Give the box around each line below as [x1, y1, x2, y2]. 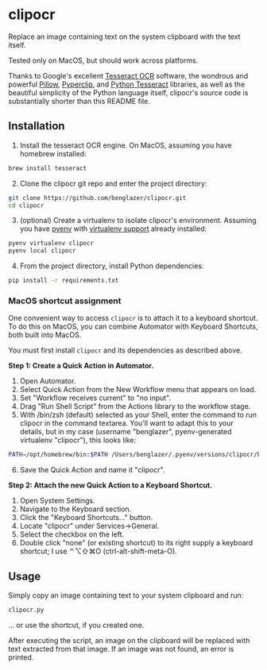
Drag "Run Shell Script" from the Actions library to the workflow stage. [19, 402, 251, 411]
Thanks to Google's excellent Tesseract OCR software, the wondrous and [8, 71, 249, 80]
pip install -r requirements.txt [8, 276, 119, 285]
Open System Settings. [19, 496, 95, 506]
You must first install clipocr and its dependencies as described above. [8, 345, 242, 355]
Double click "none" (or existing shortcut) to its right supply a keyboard [19, 538, 253, 548]
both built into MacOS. [8, 330, 82, 340]
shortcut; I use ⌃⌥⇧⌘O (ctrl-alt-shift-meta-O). [19, 546, 177, 556]
